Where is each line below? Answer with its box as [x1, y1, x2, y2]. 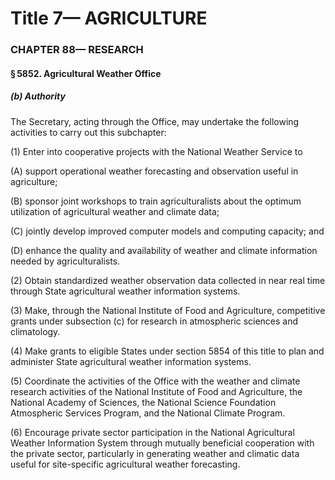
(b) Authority [10, 90, 66, 102]
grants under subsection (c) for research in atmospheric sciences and [10, 315, 299, 327]
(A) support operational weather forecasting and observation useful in [10, 165, 299, 177]
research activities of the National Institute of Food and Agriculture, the [10, 385, 303, 397]
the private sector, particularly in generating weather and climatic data [10, 447, 300, 459]
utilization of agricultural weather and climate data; [10, 205, 220, 217]
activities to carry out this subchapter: [10, 126, 167, 138]
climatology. [10, 325, 61, 337]
